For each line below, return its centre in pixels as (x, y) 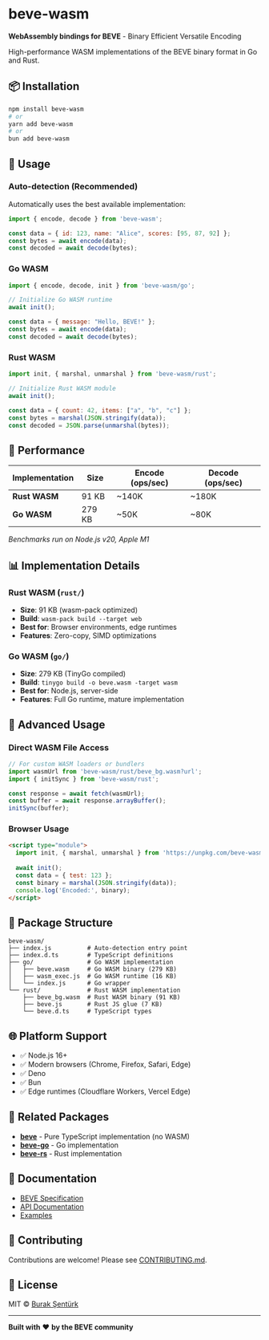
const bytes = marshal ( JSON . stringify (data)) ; (87, 418)
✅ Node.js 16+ (44, 1055)
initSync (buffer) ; (39, 808)
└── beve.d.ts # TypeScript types (87, 1012)
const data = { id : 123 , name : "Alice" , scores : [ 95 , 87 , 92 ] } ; (120, 233)
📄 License (33, 1285)
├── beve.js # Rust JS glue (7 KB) (92, 1005)
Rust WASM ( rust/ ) (46, 592)
